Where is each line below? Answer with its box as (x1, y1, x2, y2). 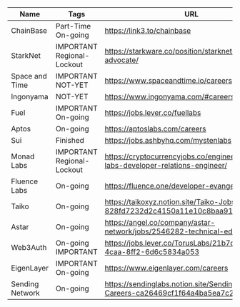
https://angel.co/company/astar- (104, 218, 216, 227)
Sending (11, 279, 39, 288)
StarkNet (11, 51, 41, 60)
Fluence (11, 176, 39, 186)
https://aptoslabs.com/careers (104, 124, 206, 134)
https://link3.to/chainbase (104, 26, 191, 35)
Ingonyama (11, 92, 49, 101)
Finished (55, 136, 84, 145)
